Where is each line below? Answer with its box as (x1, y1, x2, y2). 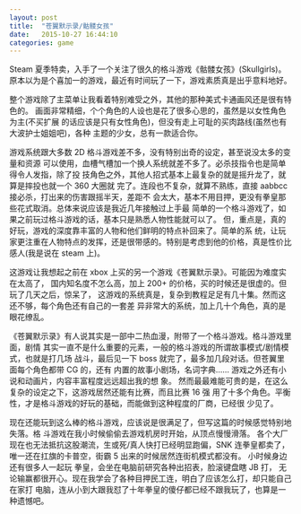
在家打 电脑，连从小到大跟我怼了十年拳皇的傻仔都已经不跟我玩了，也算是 (9, 484, 279, 495)
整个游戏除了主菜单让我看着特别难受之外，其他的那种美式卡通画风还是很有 (9, 94, 284, 105)
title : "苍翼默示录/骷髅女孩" (9, 22, 114, 30)
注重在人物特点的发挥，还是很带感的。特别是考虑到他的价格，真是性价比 (24, 237, 292, 248)
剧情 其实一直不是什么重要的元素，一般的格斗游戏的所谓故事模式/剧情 (24, 342, 281, 353)
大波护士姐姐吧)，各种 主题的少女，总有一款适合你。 (9, 127, 203, 139)
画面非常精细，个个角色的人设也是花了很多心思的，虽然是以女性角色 (34, 105, 287, 117)
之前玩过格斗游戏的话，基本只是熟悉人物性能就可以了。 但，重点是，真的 (16, 214, 287, 225)
